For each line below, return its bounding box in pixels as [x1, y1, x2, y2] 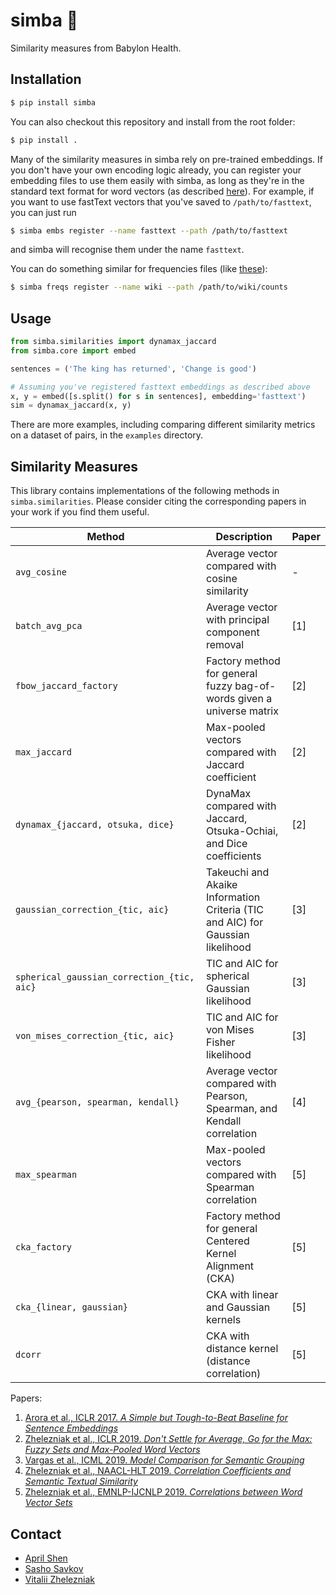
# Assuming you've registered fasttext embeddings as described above [10, 382, 311, 392]
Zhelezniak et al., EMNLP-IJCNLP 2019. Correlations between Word [24, 1486, 303, 1498]
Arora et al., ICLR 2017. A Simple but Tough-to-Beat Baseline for [24, 1412, 288, 1424]
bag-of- [234, 679, 277, 693]
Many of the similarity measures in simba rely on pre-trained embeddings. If [10, 153, 323, 165]
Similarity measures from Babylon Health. [10, 42, 182, 54]
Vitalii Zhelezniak [24, 1573, 95, 1585]
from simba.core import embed [10, 345, 137, 356]
